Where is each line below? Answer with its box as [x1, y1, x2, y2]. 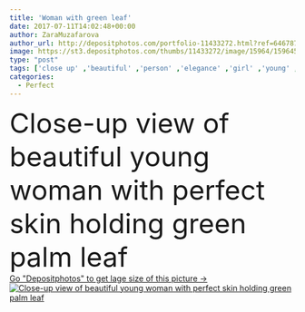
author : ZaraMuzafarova [9, 30, 100, 39]
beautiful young [9, 139, 211, 173]
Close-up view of [9, 105, 230, 141]
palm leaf [9, 239, 129, 274]
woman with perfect [9, 172, 266, 207]
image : [9, 47, 34, 56]
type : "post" [9, 55, 59, 64]
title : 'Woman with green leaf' [9, 13, 132, 23]
